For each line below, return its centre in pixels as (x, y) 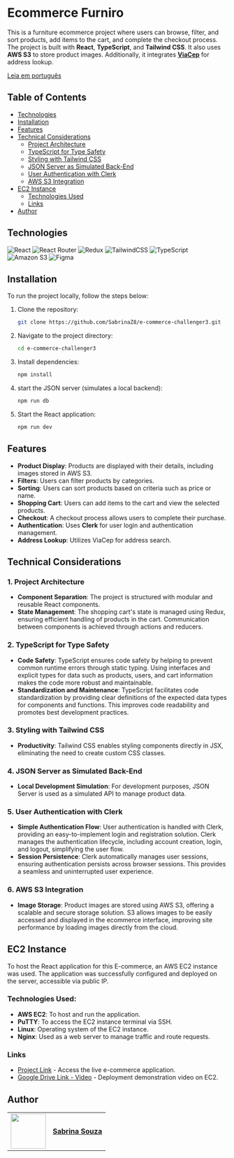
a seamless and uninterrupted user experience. (85, 871)
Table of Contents (47, 98)
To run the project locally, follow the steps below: (78, 296)
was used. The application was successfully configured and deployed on (112, 973)
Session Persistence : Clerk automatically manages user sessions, (113, 857)
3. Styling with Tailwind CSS (56, 730)
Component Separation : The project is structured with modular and (115, 597)
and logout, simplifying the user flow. (71, 849)
